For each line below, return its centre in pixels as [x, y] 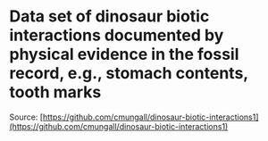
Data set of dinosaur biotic [109, 17]
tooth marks [55, 92]
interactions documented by [117, 35]
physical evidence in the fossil [124, 54]
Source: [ [26, 117]
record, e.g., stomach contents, [129, 74]
